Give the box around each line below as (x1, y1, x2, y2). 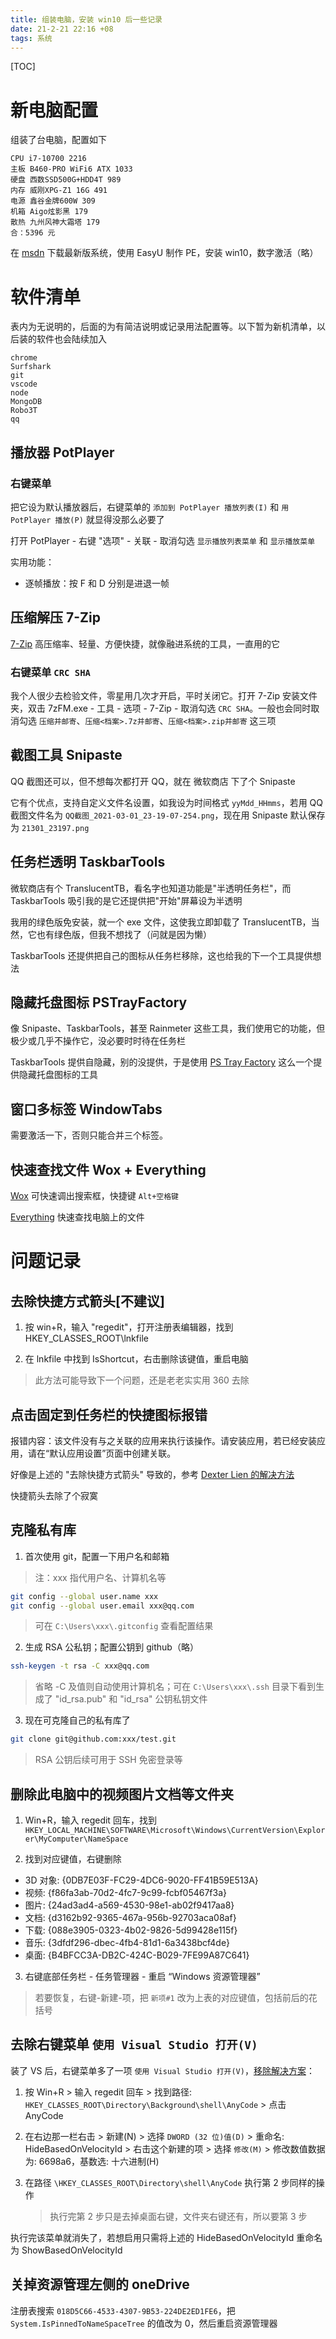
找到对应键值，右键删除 (24, 1853, 122, 1865)
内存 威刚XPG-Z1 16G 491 (10, 186, 108, 196)
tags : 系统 (10, 33, 53, 43)
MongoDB (10, 397, 43, 407)
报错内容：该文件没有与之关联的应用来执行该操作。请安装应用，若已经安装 (10, 1434, 317, 1446)
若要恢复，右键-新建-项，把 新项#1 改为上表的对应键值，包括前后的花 (34, 1992, 318, 2004)
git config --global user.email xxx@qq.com (10, 1601, 195, 1611)
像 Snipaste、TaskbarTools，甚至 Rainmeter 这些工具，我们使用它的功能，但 (10, 1022, 326, 1035)
